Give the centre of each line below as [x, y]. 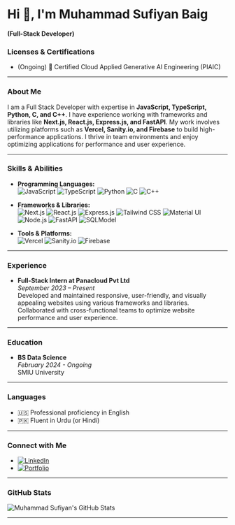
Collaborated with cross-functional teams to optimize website [106, 310]
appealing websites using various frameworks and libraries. [103, 303]
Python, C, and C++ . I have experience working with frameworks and [107, 114]
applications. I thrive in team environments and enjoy [122, 136]
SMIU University [41, 373]
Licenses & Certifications [51, 52]
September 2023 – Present [56, 288]
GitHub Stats [29, 492]
